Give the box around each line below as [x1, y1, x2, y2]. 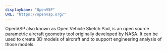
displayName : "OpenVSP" [5, 7, 55, 12]
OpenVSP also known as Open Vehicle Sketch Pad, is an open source [5, 25, 150, 31]
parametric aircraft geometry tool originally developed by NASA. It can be [5, 31, 158, 37]
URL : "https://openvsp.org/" [5, 12, 67, 17]
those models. [5, 41, 35, 47]
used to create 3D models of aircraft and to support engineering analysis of [5, 36, 162, 42]
